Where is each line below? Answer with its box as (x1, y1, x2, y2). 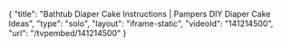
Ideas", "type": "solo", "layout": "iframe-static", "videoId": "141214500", (8, 18, 274, 29)
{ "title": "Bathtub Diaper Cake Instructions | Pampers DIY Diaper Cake (8, 9, 271, 19)
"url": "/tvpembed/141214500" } (8, 28, 127, 38)
